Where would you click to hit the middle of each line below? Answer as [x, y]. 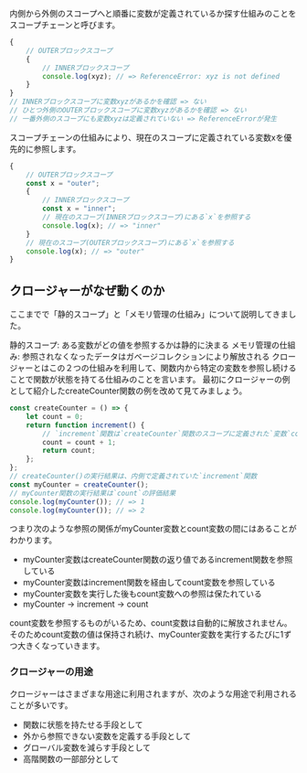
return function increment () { [85, 425]
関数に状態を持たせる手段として [83, 725]
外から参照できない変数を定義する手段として [107, 735]
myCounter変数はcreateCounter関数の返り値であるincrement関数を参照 [158, 560]
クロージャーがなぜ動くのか [87, 290]
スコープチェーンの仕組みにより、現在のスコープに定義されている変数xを [147, 137]
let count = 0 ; [55, 416]
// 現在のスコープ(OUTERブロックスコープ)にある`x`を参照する [130, 242]
